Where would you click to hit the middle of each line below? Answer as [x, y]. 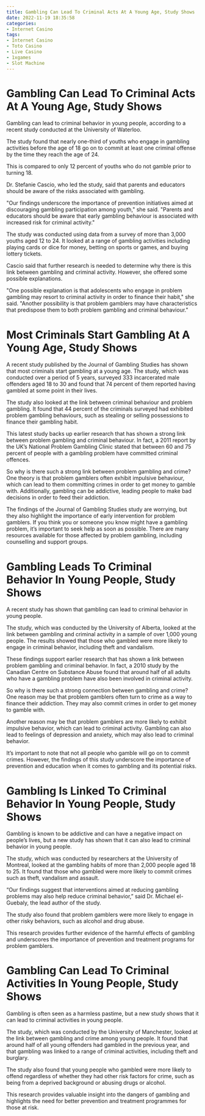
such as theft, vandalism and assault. [53, 878]
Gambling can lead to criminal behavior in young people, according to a [96, 123]
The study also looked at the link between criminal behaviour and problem [99, 402]
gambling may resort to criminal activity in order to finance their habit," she [100, 297]
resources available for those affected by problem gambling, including [94, 535]
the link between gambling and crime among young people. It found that [97, 1038]
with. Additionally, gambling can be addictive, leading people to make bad [99, 491]
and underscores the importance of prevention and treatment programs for [101, 939]
